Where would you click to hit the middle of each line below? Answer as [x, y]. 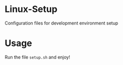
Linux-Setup [31, 9]
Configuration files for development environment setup [61, 23]
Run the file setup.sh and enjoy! [38, 57]
